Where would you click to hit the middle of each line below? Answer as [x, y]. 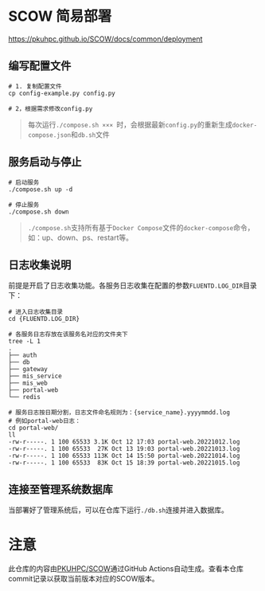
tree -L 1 [25, 342]
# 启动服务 [24, 182]
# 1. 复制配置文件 [35, 86]
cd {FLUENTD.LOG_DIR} [44, 319]
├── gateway [28, 370]
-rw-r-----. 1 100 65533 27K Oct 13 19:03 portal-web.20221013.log [124, 449]
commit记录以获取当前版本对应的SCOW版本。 [84, 579]
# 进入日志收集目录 [36, 312]
